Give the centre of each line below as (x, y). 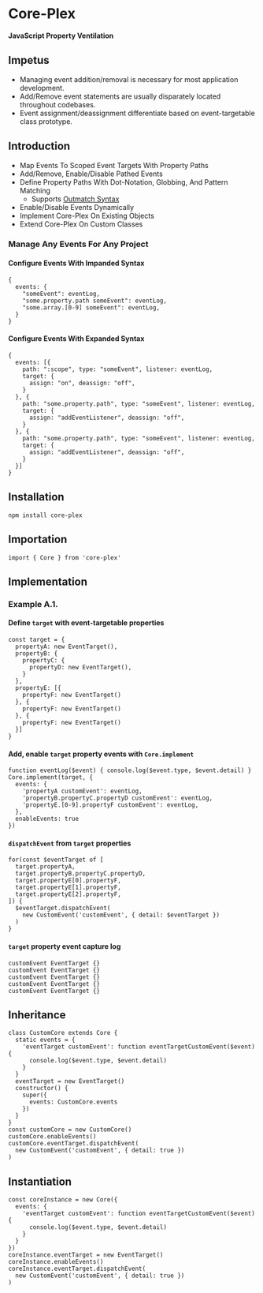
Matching (35, 190)
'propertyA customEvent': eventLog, (83, 791)
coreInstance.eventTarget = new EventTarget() (86, 1255)
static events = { (46, 1040)
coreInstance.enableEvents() (56, 1262)
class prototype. (46, 121)
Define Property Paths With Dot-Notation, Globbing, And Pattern (124, 182)
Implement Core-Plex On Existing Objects (87, 215)
